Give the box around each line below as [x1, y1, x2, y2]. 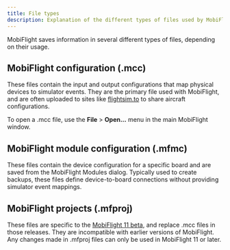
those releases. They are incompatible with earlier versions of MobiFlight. [7, 227, 214, 236]
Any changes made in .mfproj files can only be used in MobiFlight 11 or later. [7, 235, 222, 243]
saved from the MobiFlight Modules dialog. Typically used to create [7, 168, 197, 177]
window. [7, 123, 31, 131]
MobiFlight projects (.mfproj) [7, 203, 133, 214]
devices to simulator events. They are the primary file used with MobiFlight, [7, 88, 220, 96]
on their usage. [7, 42, 50, 51]
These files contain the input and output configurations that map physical [7, 80, 214, 89]
